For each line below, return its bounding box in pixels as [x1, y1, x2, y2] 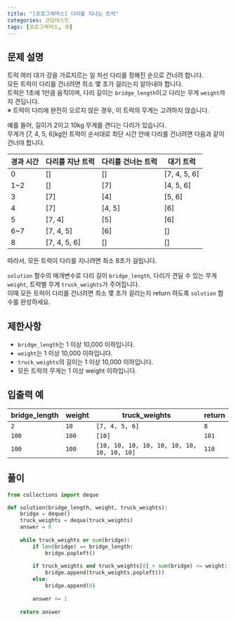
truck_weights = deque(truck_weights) [20, 517, 133, 524]
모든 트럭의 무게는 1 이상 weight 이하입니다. [17, 366, 137, 375]
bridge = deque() [20, 510, 71, 518]
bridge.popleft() [44, 549, 96, 556]
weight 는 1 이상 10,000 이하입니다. [17, 349, 113, 357]
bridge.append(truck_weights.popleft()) [44, 569, 165, 576]
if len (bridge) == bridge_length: [32, 543, 133, 550]
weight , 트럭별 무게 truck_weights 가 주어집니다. [7, 280, 140, 288]
